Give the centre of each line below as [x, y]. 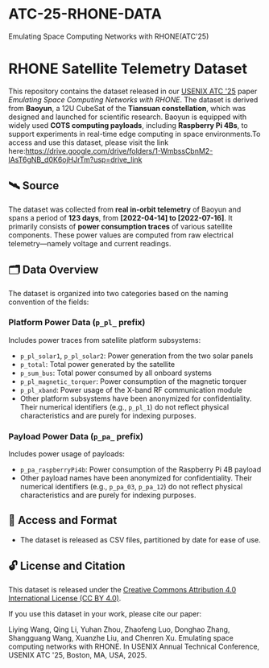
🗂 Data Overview [54, 270]
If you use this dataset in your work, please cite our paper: [105, 613]
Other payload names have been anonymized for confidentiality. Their [136, 478]
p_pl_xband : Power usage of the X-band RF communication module [131, 390]
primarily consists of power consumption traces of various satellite [120, 226]
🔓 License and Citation [67, 566]
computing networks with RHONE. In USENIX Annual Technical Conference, [134, 646]
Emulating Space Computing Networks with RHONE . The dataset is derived [133, 99]
